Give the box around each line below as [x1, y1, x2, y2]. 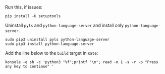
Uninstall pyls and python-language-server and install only [5, 22, 124, 28]
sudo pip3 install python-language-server [5, 41, 94, 46]
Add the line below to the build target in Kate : [5, 50, 98, 56]
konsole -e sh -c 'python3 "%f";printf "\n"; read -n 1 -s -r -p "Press [5, 60, 159, 65]
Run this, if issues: [5, 4, 43, 10]
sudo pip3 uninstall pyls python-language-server [5, 37, 110, 42]
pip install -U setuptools [5, 14, 61, 19]
